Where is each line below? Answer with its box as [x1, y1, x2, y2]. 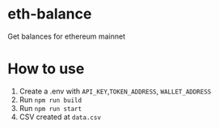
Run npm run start [19, 103, 82, 113]
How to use [7, 60, 85, 78]
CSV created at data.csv [19, 112, 102, 122]
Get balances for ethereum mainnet [7, 31, 126, 41]
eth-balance [7, 5, 92, 23]
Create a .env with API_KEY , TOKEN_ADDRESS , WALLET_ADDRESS [19, 86, 212, 96]
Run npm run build [19, 94, 82, 105]
